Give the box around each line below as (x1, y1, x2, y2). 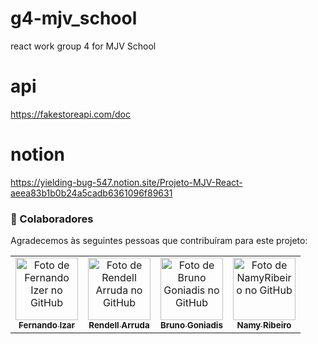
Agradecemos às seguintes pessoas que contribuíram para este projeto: (10, 235, 308, 247)
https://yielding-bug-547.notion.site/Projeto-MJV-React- (10, 176, 243, 188)
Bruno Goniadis (160, 320, 223, 331)
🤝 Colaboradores (10, 212, 94, 226)
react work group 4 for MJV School (10, 40, 157, 52)
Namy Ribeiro (236, 320, 292, 331)
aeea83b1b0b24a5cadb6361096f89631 (10, 187, 173, 199)
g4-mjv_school (10, 7, 138, 30)
